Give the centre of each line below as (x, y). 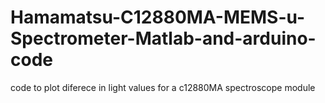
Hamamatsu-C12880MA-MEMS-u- (158, 17)
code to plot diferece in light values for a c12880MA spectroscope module (163, 87)
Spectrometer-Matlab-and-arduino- (163, 38)
